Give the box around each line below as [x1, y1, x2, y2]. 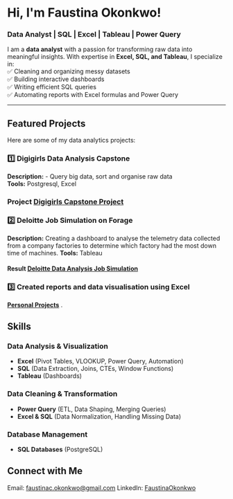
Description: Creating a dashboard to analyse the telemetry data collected [7, 234, 221, 242]
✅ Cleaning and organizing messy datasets [7, 67, 130, 75]
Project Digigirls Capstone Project [7, 197, 124, 206]
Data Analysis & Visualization [7, 341, 109, 351]
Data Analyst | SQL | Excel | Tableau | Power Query [7, 30, 182, 39]
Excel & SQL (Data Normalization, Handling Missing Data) [17, 412, 182, 420]
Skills [7, 320, 31, 333]
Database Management [7, 429, 88, 439]
